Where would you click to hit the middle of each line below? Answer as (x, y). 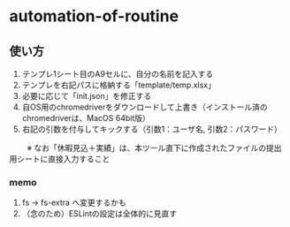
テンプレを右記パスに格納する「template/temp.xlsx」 (119, 85)
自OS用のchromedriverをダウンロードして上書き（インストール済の (145, 107)
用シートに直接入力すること (60, 159)
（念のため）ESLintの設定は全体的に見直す (99, 214)
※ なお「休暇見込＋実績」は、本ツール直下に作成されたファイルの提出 (154, 148)
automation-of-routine (94, 16)
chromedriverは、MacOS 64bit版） (86, 118)
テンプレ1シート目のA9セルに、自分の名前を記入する (118, 74)
